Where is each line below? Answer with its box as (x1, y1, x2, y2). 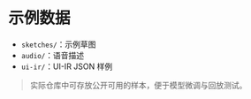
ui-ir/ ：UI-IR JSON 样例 (20, 61, 113, 72)
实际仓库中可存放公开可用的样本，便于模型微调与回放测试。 (29, 80, 247, 90)
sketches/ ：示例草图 (20, 39, 96, 49)
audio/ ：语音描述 (20, 49, 85, 60)
